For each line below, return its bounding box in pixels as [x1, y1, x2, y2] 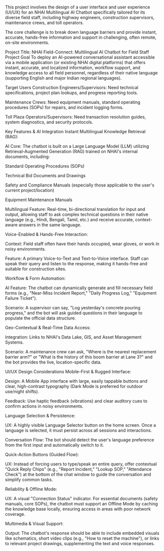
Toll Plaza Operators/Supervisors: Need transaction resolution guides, [5, 114, 146, 119]
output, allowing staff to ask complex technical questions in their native [5, 211, 148, 217]
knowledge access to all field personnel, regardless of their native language [5, 70, 158, 75]
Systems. [5, 340, 24, 345]
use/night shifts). [5, 389, 39, 394]
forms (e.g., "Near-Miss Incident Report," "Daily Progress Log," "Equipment [5, 290, 157, 296]
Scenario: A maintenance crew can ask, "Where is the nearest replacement [5, 349, 157, 354]
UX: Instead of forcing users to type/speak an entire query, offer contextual [5, 461, 157, 467]
